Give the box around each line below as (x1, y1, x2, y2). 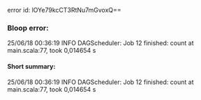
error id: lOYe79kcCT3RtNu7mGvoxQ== (7, 6, 122, 14)
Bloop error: (7, 23, 49, 33)
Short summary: (7, 62, 56, 70)
